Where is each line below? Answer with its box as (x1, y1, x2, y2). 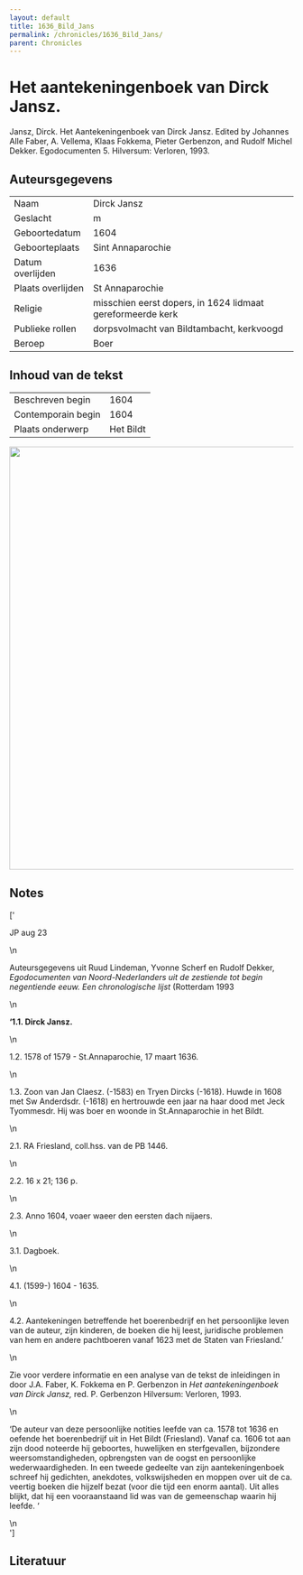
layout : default (9, 13, 70, 23)
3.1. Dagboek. (9, 1245, 60, 1255)
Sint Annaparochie (93, 241, 171, 254)
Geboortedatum (14, 227, 81, 239)
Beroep (14, 338, 45, 349)
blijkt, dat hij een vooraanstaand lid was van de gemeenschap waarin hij (9, 1490, 277, 1501)
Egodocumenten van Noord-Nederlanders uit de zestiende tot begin (9, 971, 263, 982)
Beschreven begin (14, 394, 91, 406)
